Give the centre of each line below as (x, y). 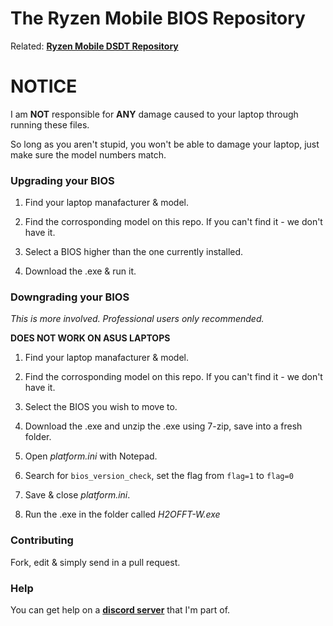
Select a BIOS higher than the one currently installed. (134, 252)
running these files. (50, 124)
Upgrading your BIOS (62, 180)
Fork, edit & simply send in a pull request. (95, 562)
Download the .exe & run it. (80, 271)
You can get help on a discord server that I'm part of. (120, 610)
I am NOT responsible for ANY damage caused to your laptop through (154, 114)
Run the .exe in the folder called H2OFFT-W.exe (122, 514)
